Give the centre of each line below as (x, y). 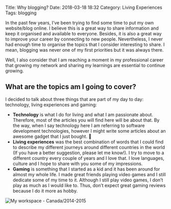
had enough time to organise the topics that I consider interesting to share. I (85, 45)
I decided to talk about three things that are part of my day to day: (75, 99)
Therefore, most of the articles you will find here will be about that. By (86, 120)
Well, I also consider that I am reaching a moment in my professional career (84, 60)
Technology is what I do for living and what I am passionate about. (83, 114)
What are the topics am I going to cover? (71, 87)
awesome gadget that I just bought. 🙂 (52, 136)
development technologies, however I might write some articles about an (89, 131)
